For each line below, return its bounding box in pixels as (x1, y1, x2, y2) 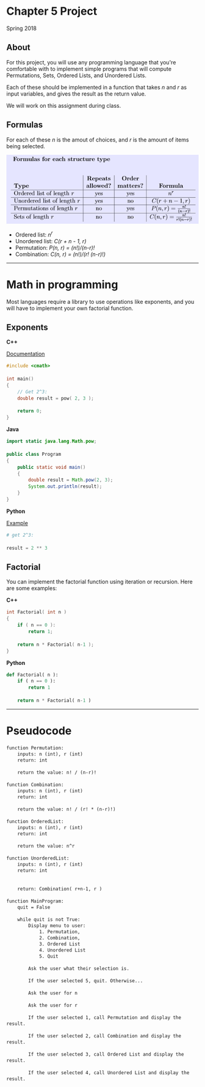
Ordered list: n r (15, 230, 53, 238)
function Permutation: (6, 744, 64, 751)
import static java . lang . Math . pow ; (6, 438, 97, 445)
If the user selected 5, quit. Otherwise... (28, 977, 143, 984)
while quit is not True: (17, 916, 81, 923)
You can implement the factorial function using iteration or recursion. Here (6, 578, 193, 586)
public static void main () (17, 464, 86, 470)
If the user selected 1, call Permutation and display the (28, 1014, 182, 1021)
